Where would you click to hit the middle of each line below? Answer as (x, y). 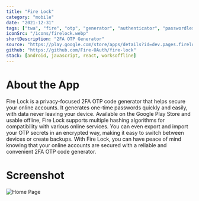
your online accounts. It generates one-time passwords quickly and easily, (97, 108)
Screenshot (35, 175)
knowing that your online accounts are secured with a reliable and (86, 145)
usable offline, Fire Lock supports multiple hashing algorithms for (86, 120)
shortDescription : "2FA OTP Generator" (55, 39)
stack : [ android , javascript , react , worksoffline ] (71, 56)
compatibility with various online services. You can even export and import (97, 126)
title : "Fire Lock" (30, 12)
